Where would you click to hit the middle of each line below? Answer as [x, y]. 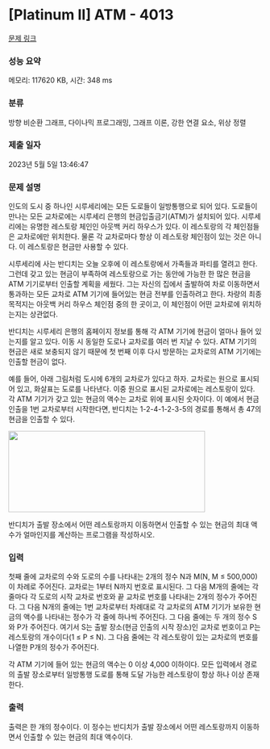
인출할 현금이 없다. [37, 362]
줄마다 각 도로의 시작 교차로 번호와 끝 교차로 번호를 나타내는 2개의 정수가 [122, 597]
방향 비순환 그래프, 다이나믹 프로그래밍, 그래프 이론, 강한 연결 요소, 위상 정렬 [127, 122]
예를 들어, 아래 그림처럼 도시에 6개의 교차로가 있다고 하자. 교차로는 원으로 [123, 379]
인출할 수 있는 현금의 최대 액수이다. [78, 737]
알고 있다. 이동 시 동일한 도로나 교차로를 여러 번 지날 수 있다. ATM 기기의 [143, 341]
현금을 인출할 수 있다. [42, 419]
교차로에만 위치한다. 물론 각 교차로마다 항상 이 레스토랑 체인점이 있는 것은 [132, 236]
